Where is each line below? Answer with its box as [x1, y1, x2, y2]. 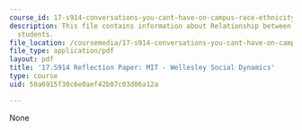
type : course [9, 72, 58, 81]
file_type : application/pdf [9, 47, 115, 56]
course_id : [9, 13, 50, 22]
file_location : [9, 38, 67, 48]
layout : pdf [9, 55, 54, 64]
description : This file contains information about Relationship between [9, 22, 292, 30]
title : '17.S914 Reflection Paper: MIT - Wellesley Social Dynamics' [9, 64, 276, 73]
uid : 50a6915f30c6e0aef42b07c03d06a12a [9, 80, 159, 89]
